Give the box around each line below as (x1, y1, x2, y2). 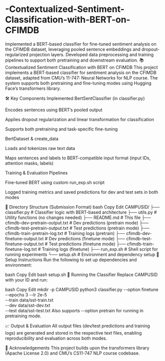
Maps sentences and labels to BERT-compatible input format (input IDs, (5, 155, 151, 161)
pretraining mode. (5, 313, 41, 319)
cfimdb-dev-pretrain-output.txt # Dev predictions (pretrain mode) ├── (5, 219, 149, 225)
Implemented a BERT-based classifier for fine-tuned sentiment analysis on (5, 41, 157, 47)
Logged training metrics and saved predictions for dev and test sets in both (5, 189, 159, 195)
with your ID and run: (5, 277, 48, 283)
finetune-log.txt (5, 246, 37, 252)
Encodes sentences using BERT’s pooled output (5, 107, 103, 113)
